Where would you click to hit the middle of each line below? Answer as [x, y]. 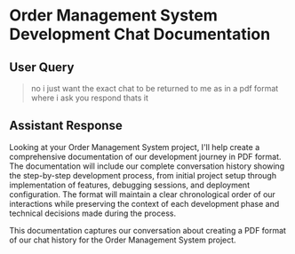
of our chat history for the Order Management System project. [123, 240]
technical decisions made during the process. [92, 213]
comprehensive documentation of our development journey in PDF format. [145, 156]
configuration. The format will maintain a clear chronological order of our [142, 194]
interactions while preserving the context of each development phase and [144, 203]
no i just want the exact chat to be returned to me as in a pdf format [155, 88]
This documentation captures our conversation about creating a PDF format [148, 230]
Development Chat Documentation [140, 34]
